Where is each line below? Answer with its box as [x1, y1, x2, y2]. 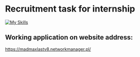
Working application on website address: [5, 33, 133, 42]
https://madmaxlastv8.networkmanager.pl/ [5, 46, 92, 52]
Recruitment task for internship [5, 3, 136, 14]
